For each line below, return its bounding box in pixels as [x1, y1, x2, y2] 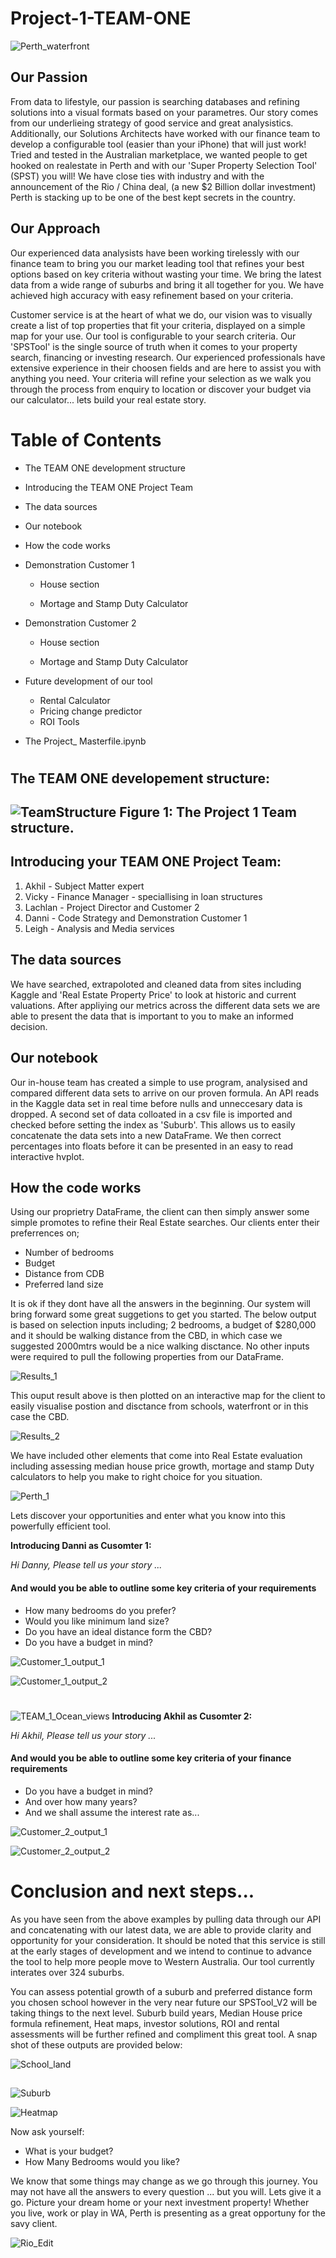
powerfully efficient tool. [10, 1520, 112, 1532]
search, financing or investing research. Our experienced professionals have [10, 351, 326, 363]
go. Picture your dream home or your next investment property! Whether [10, 2197, 310, 2209]
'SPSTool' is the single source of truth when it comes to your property [10, 340, 298, 352]
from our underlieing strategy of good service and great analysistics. [10, 117, 294, 129]
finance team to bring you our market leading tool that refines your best [10, 257, 305, 269]
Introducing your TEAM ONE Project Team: [10, 853, 282, 871]
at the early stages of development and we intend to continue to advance [10, 1945, 312, 1957]
